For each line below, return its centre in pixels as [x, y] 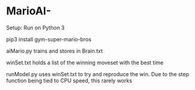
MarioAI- [29, 11]
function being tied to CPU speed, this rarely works [69, 80]
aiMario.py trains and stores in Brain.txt [54, 51]
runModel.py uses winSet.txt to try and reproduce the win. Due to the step [98, 74]
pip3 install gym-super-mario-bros [49, 39]
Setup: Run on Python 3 [35, 28]
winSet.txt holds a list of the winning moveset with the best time [85, 62]
